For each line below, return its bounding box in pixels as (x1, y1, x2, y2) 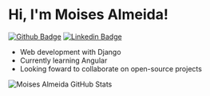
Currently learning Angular (19, 56, 108, 65)
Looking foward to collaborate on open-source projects (19, 63, 202, 73)
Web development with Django (19, 47, 121, 56)
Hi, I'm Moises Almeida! (8, 6, 169, 24)
